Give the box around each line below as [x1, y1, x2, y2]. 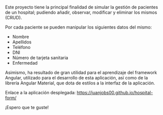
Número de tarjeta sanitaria [12, 55, 68, 61]
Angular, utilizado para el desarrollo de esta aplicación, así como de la [5, 75, 148, 80]
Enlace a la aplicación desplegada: [5, 90, 76, 95]
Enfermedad [12, 60, 38, 66]
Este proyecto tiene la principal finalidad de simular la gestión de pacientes [5, 4, 159, 10]
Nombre [12, 34, 29, 39]
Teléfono [12, 44, 31, 50]
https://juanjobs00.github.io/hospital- [76, 90, 153, 95]
